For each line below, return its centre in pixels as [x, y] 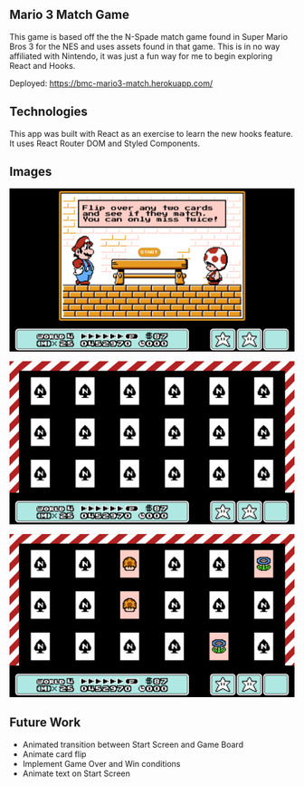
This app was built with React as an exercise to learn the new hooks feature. [152, 133]
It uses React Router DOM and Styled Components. [105, 143]
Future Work [45, 723]
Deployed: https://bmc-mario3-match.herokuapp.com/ [111, 83]
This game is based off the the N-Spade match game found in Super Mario [148, 36]
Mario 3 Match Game [69, 15]
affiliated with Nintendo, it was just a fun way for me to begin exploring [141, 56]
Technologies [49, 112]
